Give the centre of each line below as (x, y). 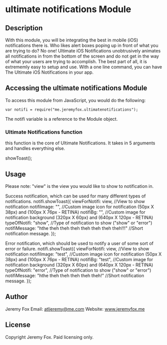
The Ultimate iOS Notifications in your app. (50, 72)
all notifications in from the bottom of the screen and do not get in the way (82, 56)
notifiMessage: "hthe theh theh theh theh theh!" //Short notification (75, 275)
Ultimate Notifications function (44, 132)
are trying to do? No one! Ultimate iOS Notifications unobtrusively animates (83, 51)
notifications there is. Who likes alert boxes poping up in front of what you (82, 45)
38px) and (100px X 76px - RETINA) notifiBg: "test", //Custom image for (79, 259)
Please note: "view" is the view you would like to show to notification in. (79, 186)
